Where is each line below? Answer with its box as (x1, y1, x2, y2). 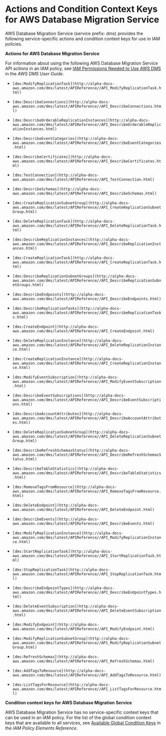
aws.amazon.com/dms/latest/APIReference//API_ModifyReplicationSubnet (12, 640, 162, 645)
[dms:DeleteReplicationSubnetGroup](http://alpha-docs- (12, 429, 130, 434)
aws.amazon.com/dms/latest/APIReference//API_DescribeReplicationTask (12, 310, 162, 315)
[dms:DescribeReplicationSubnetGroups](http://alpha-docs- (12, 274, 137, 279)
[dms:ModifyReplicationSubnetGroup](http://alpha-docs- (12, 636, 130, 641)
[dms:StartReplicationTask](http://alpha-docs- (12, 549, 112, 554)
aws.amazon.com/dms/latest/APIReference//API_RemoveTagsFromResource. (12, 489, 162, 494)
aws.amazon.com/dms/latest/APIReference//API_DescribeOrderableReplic (12, 122, 162, 127)
